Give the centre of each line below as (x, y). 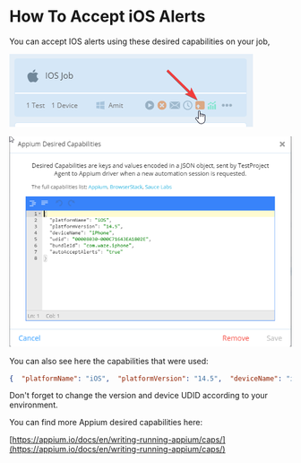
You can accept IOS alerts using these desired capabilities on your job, (140, 41)
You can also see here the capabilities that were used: (109, 361)
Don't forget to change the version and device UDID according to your (139, 396)
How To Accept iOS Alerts (107, 17)
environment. (34, 405)
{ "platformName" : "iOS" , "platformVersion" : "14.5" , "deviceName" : (146, 379)
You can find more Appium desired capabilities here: (106, 423)
